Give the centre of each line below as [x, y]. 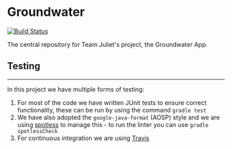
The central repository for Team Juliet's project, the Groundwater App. [107, 44]
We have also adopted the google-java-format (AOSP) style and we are [118, 117]
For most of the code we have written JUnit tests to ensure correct [112, 102]
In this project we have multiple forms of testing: [76, 89]
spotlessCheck [37, 131]
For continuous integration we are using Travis [83, 138]
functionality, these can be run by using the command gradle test [112, 110]
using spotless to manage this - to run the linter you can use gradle [113, 124]
